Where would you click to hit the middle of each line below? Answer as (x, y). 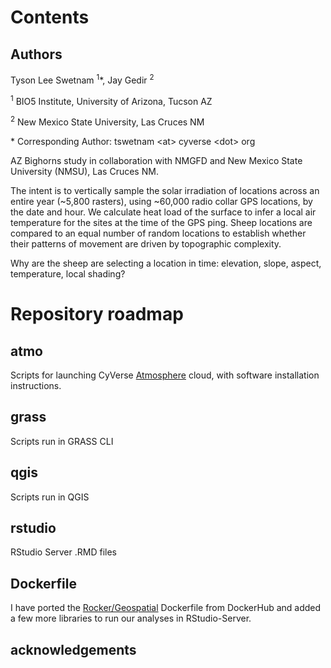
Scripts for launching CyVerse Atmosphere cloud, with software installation (165, 375)
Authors (36, 54)
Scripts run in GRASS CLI (62, 441)
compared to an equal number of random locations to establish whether (158, 233)
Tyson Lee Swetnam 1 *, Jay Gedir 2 (82, 79)
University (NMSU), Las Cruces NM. (84, 171)
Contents (50, 17)
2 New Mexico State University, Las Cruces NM (107, 121)
